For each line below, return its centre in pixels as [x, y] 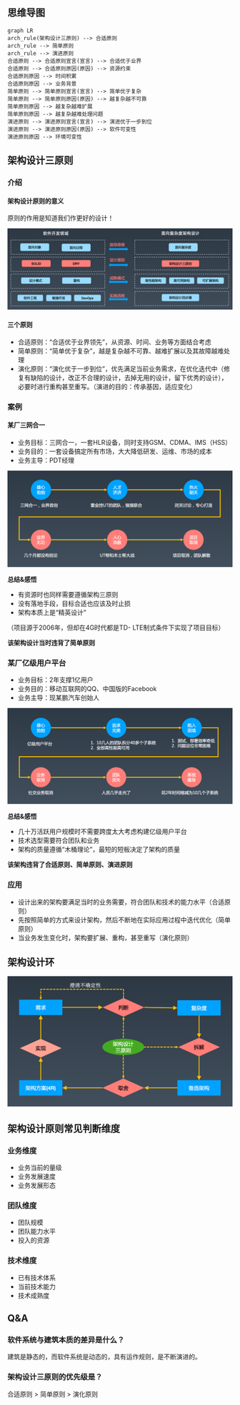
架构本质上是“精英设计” [52, 612]
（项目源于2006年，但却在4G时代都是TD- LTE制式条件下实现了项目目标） [116, 628]
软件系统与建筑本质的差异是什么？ [66, 1339]
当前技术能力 [36, 1286]
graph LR [20, 31]
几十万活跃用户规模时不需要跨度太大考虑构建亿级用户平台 [102, 832]
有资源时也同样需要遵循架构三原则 [68, 594]
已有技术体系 [36, 1277]
